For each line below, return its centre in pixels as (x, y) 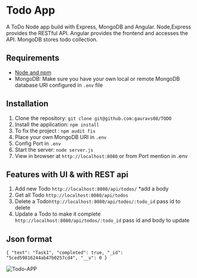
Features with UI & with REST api (67, 174)
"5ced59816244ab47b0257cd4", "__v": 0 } (57, 258)
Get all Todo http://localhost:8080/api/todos (72, 195)
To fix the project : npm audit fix (55, 131)
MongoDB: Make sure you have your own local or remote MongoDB (97, 78)
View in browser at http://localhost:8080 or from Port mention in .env (101, 156)
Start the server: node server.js (54, 150)
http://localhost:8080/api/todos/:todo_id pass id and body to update (102, 220)
